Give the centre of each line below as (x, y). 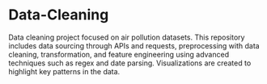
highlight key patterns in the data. (64, 71)
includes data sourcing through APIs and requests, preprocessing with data (134, 45)
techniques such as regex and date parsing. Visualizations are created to (130, 63)
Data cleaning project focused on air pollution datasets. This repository (127, 37)
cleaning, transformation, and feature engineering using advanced (119, 54)
